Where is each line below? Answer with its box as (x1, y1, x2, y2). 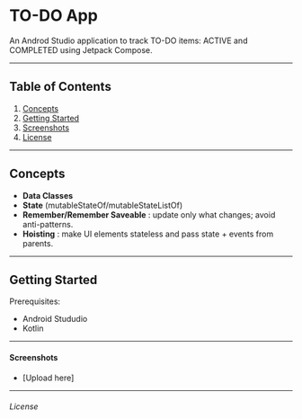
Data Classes (22, 190, 74, 201)
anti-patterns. (22, 218, 74, 229)
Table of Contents (9, 79, 112, 94)
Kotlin (22, 323, 44, 334)
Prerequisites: (9, 296, 61, 307)
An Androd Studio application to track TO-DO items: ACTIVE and (9, 35, 248, 46)
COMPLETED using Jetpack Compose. (9, 44, 153, 55)
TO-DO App (9, 5, 99, 26)
